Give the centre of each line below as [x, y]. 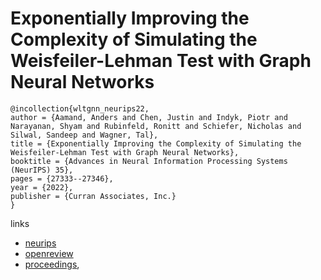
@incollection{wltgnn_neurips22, [80, 108]
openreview [49, 253]
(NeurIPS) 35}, [42, 170]
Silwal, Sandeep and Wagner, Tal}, [84, 135]
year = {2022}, [42, 187]
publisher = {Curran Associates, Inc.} [93, 196]
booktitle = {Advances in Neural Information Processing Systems [149, 161]
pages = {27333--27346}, [62, 178]
